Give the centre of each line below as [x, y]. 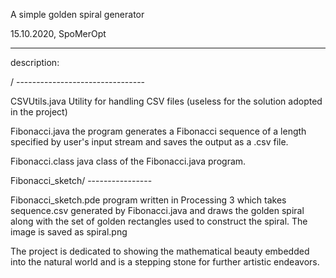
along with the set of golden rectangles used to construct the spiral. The [159, 221]
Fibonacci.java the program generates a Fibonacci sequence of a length [158, 131]
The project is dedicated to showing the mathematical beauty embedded [160, 251]
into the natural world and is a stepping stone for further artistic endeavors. [165, 262]
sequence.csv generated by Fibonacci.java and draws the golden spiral [157, 210]
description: [35, 62]
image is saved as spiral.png [69, 232]
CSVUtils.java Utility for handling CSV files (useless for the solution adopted [166, 101]
